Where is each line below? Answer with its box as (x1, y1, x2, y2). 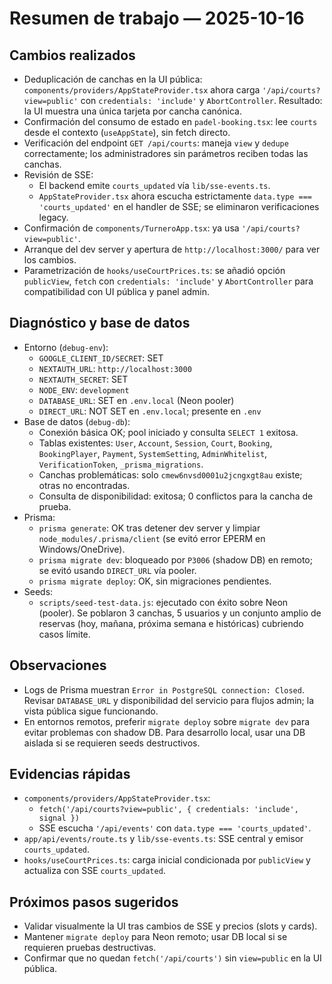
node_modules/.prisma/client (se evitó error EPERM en (38, 532, 266, 544)
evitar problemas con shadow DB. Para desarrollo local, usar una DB (23, 726, 306, 738)
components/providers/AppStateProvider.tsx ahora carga (23, 84, 261, 96)
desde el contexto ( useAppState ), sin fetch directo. (23, 127, 231, 138)
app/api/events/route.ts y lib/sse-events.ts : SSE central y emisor (23, 833, 304, 845)
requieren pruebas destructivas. (23, 942, 157, 954)
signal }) (38, 813, 81, 824)
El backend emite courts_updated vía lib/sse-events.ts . (38, 180, 271, 191)
